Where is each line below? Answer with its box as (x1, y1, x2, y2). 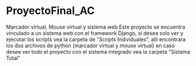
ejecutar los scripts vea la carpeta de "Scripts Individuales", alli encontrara (6, 36, 186, 43)
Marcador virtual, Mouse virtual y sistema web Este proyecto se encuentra (6, 23, 185, 30)
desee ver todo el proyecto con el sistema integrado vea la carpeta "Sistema (6, 48, 191, 55)
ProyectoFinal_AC (6, 4, 95, 18)
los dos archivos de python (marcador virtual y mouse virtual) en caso (6, 42, 176, 49)
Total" (6, 54, 20, 61)
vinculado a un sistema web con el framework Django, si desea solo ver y (6, 29, 184, 36)
